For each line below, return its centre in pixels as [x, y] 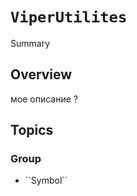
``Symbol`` [46, 180]
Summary [30, 43]
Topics [32, 130]
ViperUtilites [69, 17]
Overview [41, 74]
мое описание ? [44, 99]
